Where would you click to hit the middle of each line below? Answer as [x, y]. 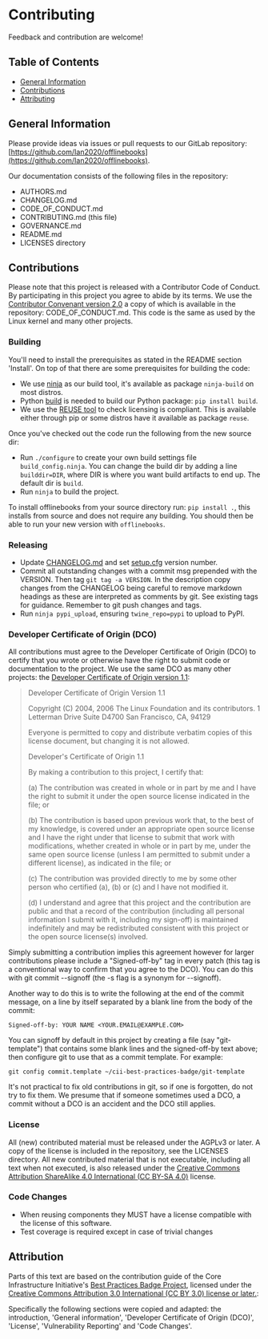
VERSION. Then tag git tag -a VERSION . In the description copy [125, 579]
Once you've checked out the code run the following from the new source [130, 433]
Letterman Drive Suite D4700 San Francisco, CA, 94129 [119, 717]
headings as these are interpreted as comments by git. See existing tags [139, 596]
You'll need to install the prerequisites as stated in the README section [125, 360]
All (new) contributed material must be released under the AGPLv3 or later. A [134, 1142]
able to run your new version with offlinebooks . [87, 524]
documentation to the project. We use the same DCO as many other [120, 669]
